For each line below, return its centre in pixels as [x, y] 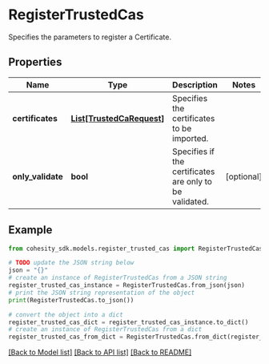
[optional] [244, 176]
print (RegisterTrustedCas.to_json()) [71, 300]
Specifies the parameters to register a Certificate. [90, 37]
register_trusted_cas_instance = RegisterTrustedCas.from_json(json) [127, 285]
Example [30, 230]
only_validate [38, 176]
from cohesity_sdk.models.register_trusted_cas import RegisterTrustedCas [136, 249]
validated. [191, 201]
